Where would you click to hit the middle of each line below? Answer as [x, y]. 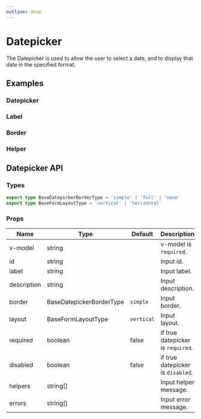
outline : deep [24, 12]
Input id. [172, 262]
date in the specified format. [41, 64]
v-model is [176, 244]
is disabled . [177, 373]
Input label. [176, 271]
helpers [20, 386]
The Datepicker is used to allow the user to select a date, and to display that [100, 58]
